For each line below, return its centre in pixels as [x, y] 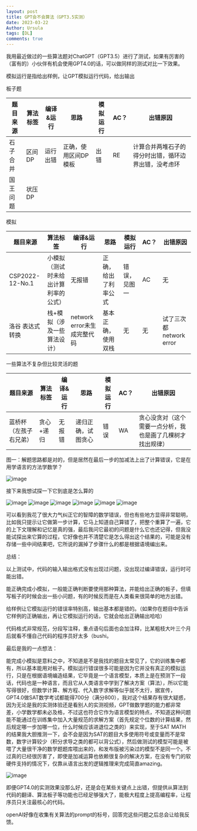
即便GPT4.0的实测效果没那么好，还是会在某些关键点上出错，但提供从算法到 [97, 787]
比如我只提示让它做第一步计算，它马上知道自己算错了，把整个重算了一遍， [96, 522]
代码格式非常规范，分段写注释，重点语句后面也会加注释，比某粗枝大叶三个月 [98, 628]
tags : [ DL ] [19, 33]
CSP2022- [25, 276]
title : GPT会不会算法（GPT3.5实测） [47, 17]
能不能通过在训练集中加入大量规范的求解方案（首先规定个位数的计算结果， [96, 719]
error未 [81, 325]
